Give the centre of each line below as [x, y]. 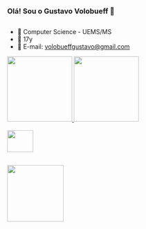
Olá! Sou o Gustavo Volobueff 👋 [61, 11]
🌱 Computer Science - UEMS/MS [64, 32]
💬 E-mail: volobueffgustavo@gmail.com [73, 47]
